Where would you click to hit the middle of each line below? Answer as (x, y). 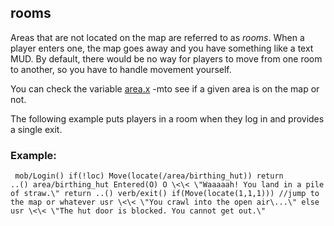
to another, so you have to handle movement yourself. (121, 69)
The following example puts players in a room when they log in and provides (167, 118)
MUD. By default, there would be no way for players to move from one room (166, 58)
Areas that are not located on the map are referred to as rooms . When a (157, 37)
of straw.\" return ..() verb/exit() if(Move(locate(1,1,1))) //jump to (165, 194)
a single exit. (36, 129)
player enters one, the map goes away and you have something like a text (162, 48)
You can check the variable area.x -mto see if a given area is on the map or (165, 88)
